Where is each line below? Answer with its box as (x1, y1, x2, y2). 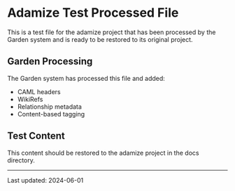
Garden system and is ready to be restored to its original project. (7, 35, 194, 43)
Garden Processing (7, 56, 93, 68)
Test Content (7, 130, 65, 142)
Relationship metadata (17, 102, 83, 111)
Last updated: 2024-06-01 (7, 176, 84, 184)
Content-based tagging (17, 109, 85, 118)
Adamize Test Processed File (7, 5, 179, 21)
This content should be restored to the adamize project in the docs (7, 148, 199, 157)
